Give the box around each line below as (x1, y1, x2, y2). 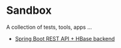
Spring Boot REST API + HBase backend (14, 35, 116, 42)
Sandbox (6, 4, 52, 17)
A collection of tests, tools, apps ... (6, 23, 92, 31)
